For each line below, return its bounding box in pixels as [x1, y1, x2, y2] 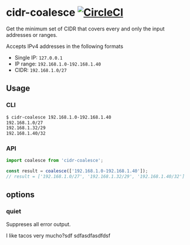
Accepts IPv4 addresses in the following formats [6, 43, 124, 50]
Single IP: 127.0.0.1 [14, 54, 63, 61]
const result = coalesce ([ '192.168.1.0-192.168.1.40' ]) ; [6, 168, 148, 174]
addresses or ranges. [6, 31, 57, 38]
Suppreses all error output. [6, 220, 72, 227]
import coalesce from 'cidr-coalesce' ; [6, 158, 104, 164]
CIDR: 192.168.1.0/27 [14, 66, 67, 73]
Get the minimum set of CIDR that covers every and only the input [6, 25, 165, 32]
